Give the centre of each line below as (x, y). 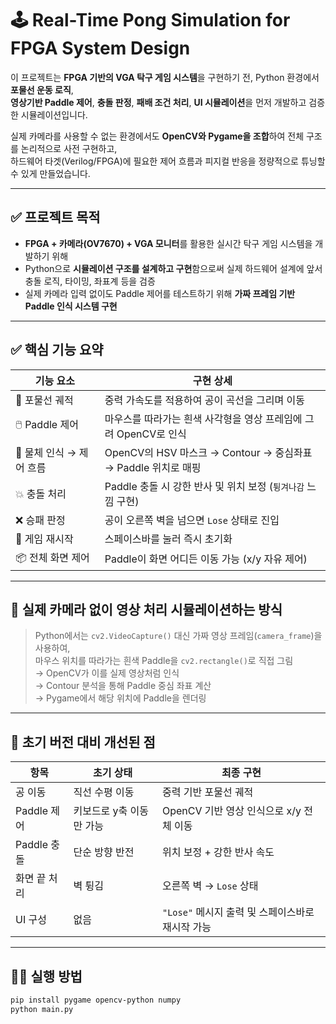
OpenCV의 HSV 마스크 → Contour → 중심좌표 (208, 452)
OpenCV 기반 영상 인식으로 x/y (231, 811)
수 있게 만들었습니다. (50, 173)
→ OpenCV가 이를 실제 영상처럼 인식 (107, 673)
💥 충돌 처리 (41, 494)
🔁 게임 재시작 (44, 539)
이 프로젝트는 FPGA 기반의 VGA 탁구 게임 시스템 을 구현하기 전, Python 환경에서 (165, 77)
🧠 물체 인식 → (46, 452)
